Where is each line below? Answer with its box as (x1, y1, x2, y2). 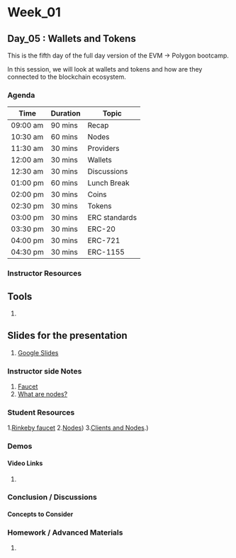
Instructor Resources (7, 269, 82, 279)
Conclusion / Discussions (7, 492, 97, 502)
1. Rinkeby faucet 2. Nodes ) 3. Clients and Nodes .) (7, 423, 149, 433)
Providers (87, 143, 120, 153)
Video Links (7, 459, 43, 467)
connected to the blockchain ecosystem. (7, 72, 126, 81)
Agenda (7, 90, 35, 100)
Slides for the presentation (7, 330, 128, 342)
